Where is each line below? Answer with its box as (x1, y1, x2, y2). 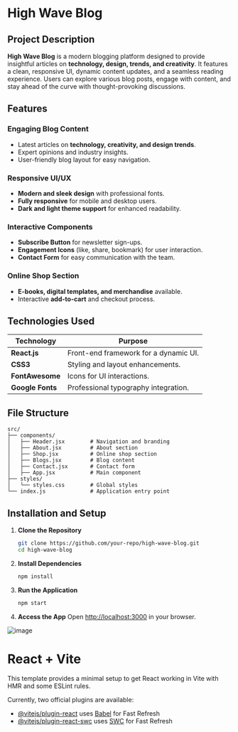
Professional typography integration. (67, 383, 190, 393)
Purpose (118, 336, 148, 346)
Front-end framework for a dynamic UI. (67, 348, 200, 358)
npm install (17, 573, 53, 580)
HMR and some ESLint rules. (7, 682, 91, 690)
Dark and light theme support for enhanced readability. (17, 204, 181, 212)
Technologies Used (7, 315, 94, 327)
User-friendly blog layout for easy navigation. (17, 155, 151, 164)
